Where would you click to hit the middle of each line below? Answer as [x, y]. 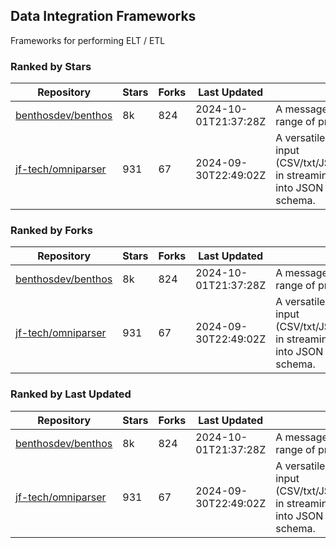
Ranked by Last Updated [71, 394]
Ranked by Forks [51, 231]
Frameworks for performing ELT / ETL [88, 40]
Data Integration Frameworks [103, 16]
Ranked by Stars [51, 66]
